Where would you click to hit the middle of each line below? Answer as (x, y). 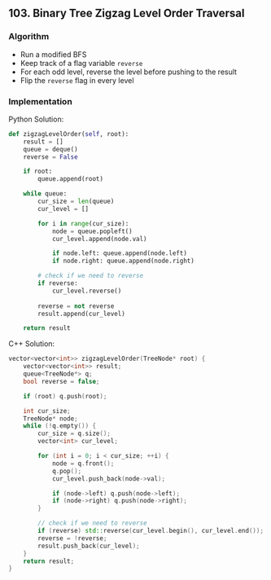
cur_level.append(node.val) (100, 239)
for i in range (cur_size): (83, 223)
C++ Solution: (32, 344)
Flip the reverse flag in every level (77, 80)
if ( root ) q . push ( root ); (65, 396)
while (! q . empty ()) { (59, 426)
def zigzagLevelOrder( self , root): (69, 134)
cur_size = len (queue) (76, 202)
